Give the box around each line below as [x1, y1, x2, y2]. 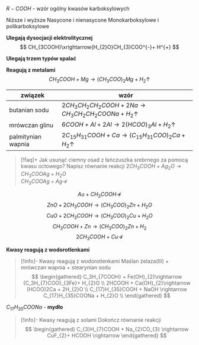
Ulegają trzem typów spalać [6, 55, 76, 62]
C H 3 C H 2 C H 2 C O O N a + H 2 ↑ [62, 109, 139, 119]
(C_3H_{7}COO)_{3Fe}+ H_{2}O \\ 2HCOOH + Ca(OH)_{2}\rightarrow [23, 279, 191, 286]
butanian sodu [9, 106, 49, 114]
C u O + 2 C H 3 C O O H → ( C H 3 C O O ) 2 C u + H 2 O [46, 212, 153, 221]
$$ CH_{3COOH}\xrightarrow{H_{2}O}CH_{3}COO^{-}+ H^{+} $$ [20, 44, 179, 50]
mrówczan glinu [9, 121, 53, 129]
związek [20, 91, 45, 99]
